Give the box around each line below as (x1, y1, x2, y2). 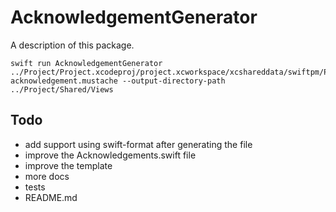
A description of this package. (10, 39, 135, 51)
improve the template (24, 159, 113, 171)
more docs (24, 170, 70, 182)
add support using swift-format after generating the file (24, 138, 253, 150)
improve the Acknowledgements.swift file (24, 149, 197, 161)
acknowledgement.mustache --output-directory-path (10, 76, 226, 86)
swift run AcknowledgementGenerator (10, 58, 163, 68)
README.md (24, 191, 78, 203)
